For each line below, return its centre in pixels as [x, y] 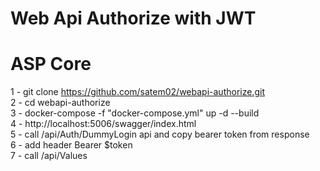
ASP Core [51, 64]
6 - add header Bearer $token [71, 145]
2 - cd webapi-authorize [60, 103]
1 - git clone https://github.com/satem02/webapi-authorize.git [137, 92]
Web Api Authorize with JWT [133, 18]
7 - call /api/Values [49, 156]
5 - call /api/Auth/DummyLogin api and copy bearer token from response [160, 134]
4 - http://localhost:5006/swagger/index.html [103, 124]
